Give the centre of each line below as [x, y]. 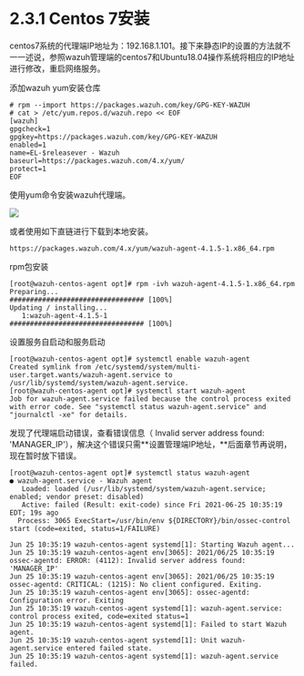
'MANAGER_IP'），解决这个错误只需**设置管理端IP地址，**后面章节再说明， [151, 444]
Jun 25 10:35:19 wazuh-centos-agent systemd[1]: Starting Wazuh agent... [152, 544]
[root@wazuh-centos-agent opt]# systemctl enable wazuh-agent [130, 359]
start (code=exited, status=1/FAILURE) [85, 528]
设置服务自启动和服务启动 [57, 342]
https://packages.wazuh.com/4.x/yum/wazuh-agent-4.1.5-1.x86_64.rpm [142, 248]
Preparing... [34, 292]
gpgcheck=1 [30, 128]
